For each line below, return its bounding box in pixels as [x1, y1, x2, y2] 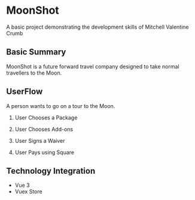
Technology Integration [6, 165, 96, 176]
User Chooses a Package [14, 114, 78, 121]
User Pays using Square [14, 149, 75, 156]
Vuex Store [14, 188, 43, 195]
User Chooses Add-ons [14, 125, 74, 133]
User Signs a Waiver [14, 137, 65, 144]
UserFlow [6, 87, 43, 97]
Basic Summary [6, 47, 66, 57]
